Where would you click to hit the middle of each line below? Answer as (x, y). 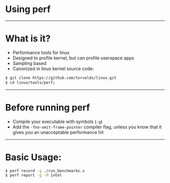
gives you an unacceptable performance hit (58, 132)
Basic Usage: (33, 157)
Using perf (28, 9)
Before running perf (48, 107)
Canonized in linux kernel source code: (53, 69)
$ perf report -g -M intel (34, 175)
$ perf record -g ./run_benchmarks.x (45, 171)
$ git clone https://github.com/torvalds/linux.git (61, 78)
